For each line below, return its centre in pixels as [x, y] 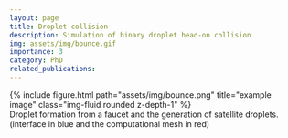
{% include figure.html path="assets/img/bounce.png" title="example [140, 95]
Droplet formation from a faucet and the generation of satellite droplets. [144, 114]
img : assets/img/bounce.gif [63, 43]
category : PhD [37, 60]
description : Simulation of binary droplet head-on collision [130, 35]
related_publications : [53, 69]
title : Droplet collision [59, 27]
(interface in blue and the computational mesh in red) [110, 123]
